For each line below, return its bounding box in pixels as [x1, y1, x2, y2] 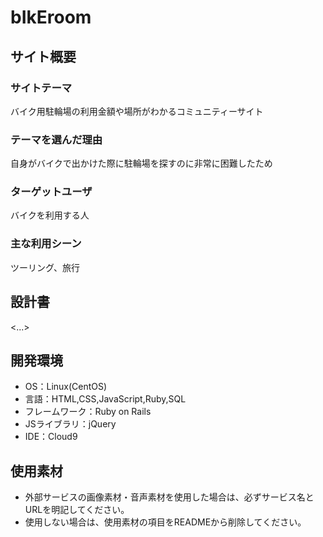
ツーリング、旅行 [10, 261, 81, 273]
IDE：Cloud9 [24, 431, 78, 443]
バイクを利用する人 [10, 209, 90, 221]
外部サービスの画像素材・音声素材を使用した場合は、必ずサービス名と [24, 491, 315, 503]
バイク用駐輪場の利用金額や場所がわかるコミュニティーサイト [10, 105, 264, 117]
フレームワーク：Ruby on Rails [24, 406, 152, 418]
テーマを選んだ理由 [10, 132, 103, 146]
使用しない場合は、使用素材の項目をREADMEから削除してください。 [24, 516, 307, 528]
